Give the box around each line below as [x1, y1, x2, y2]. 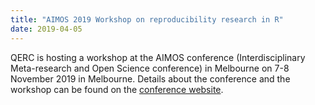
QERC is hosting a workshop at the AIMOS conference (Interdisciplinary [10, 51, 306, 63]
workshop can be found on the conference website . [10, 83, 224, 95]
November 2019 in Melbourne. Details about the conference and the [10, 72, 291, 85]
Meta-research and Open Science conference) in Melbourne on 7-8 [10, 62, 290, 74]
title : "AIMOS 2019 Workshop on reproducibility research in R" [10, 14, 284, 25]
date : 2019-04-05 [10, 24, 83, 34]
